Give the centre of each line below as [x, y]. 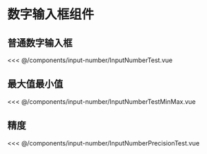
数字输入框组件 [51, 14]
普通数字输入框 [40, 43]
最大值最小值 [35, 84]
